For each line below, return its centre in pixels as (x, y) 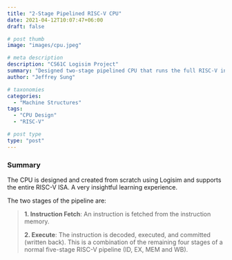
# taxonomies (26, 90)
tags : (15, 109)
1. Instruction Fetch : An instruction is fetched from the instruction (117, 214)
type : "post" (26, 140)
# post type (24, 134)
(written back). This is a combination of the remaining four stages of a (123, 242)
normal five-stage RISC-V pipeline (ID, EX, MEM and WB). (106, 249)
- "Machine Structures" (47, 102)
